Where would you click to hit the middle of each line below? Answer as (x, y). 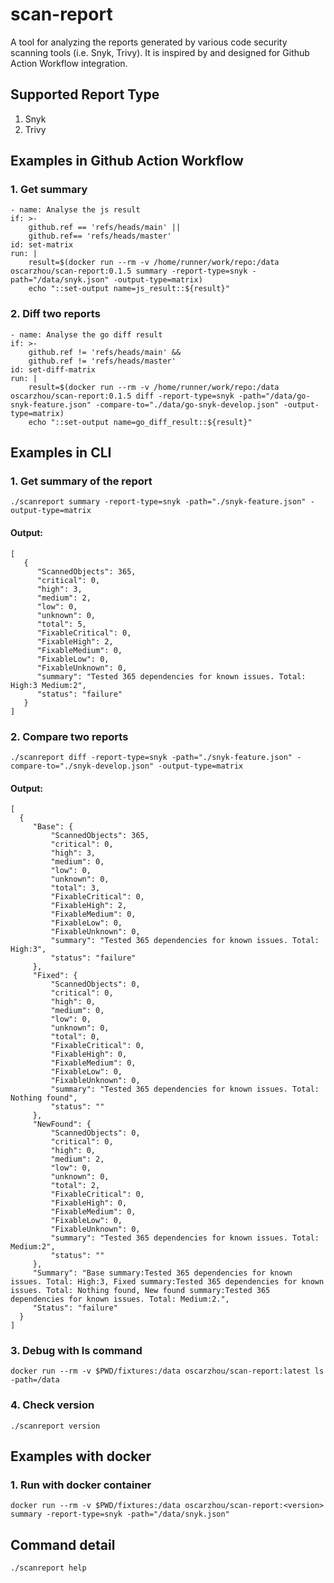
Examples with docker (81, 1456)
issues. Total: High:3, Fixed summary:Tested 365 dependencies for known (167, 1282)
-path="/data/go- (274, 396)
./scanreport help (48, 1568)
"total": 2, (75, 1186)
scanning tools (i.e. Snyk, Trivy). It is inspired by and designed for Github (160, 52)
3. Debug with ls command (76, 1351)
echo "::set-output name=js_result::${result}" (129, 289)
